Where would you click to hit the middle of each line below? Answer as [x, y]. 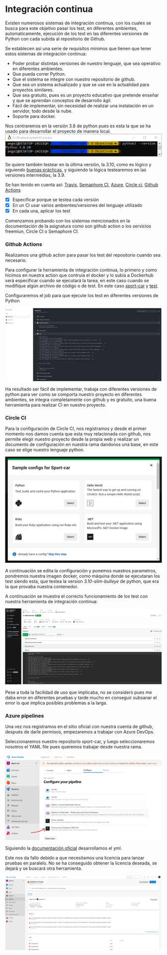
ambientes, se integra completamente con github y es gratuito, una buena [81, 400]
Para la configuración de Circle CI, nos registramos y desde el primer [76, 428]
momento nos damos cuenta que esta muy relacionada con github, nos [78, 433]
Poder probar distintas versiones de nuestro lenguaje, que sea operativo [86, 63]
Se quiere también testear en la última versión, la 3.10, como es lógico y [78, 164]
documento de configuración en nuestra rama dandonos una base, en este [82, 444]
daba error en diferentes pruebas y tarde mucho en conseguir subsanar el [81, 697]
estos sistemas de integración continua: [46, 54]
